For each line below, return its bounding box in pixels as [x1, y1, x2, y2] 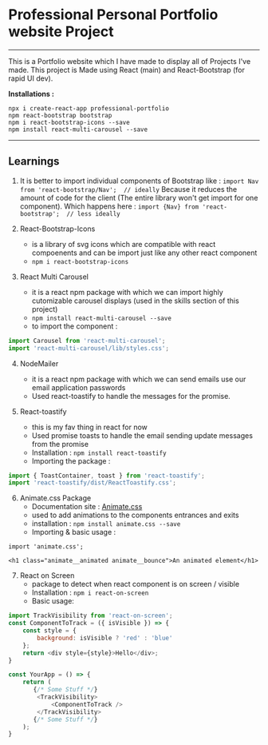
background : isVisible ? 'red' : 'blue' [37, 634, 173, 642]
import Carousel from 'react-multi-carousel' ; [8, 337, 166, 345]
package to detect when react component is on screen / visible [31, 580, 240, 589]
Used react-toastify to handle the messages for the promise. [31, 391, 231, 400]
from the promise [31, 439, 89, 448]
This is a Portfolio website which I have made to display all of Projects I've [8, 56, 251, 66]
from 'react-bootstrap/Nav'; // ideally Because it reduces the [19, 184, 238, 193]
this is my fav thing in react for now [31, 422, 148, 432]
